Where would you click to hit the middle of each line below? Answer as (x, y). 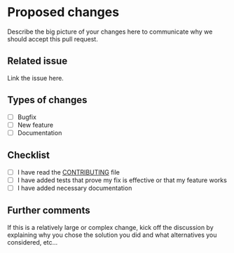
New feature (35, 125)
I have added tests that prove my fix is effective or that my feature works (122, 180)
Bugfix (27, 117)
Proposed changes (63, 12)
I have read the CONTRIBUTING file (69, 172)
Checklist (29, 155)
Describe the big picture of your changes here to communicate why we (110, 32)
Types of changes (47, 100)
